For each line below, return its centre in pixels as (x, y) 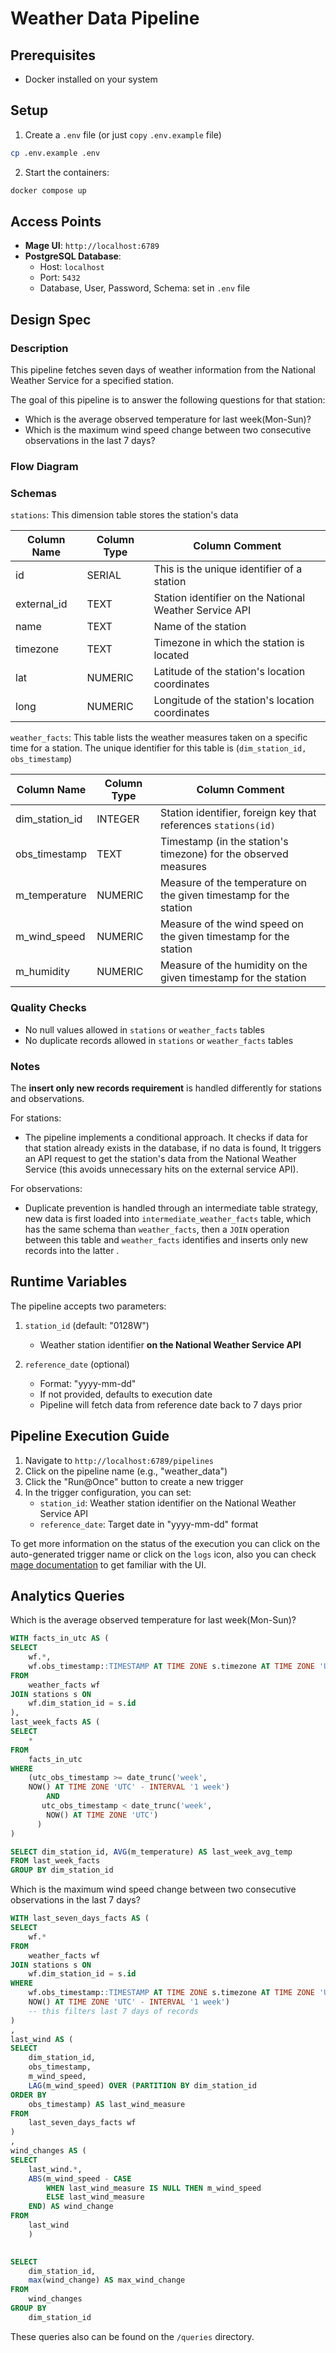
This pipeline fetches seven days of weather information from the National (163, 370)
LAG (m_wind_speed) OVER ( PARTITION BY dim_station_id (142, 2085)
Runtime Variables (69, 1282)
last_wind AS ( (42, 2039)
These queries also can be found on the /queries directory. (132, 2336)
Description (39, 348)
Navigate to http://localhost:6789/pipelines (119, 1460)
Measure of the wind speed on (232, 924)
